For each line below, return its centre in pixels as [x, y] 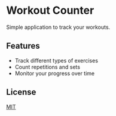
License [21, 92]
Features [23, 46]
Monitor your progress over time [55, 73]
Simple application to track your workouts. [58, 27]
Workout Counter [50, 11]
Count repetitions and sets [48, 67]
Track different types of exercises [57, 60]
